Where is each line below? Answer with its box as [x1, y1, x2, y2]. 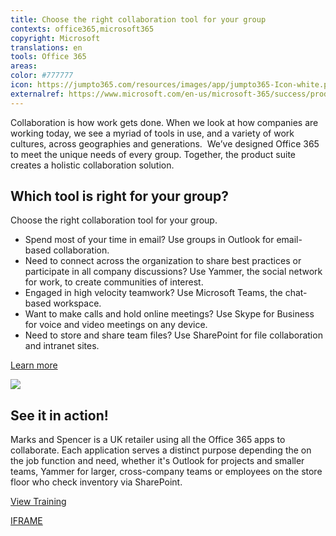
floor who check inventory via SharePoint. [10, 476, 183, 488]
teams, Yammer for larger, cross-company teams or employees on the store [10, 466, 323, 478]
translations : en [10, 42, 83, 53]
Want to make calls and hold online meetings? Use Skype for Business [24, 308, 315, 320]
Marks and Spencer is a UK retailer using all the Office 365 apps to [10, 434, 286, 446]
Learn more [10, 359, 58, 371]
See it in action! [10, 407, 109, 424]
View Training [10, 496, 67, 508]
